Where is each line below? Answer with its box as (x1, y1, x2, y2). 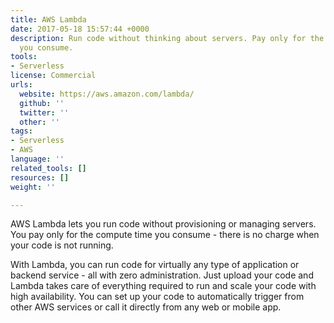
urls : (10, 80, 33, 90)
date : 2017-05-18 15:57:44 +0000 (10, 24, 150, 34)
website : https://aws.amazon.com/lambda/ (19, 89, 195, 99)
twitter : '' (19, 107, 70, 118)
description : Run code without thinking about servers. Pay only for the (10, 33, 325, 43)
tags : (10, 126, 33, 136)
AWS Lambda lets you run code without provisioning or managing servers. (10, 218, 317, 230)
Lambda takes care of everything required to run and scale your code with (10, 280, 317, 292)
